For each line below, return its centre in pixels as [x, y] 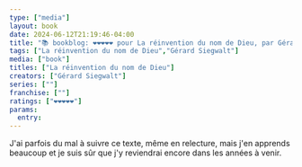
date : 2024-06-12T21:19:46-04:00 [72, 34]
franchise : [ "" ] [40, 92]
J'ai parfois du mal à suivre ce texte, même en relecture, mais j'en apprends [150, 144]
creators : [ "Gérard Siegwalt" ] [68, 76]
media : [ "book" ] [40, 59]
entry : [30, 118]
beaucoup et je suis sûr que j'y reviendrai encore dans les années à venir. [146, 153]
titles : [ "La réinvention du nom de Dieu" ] [92, 68]
